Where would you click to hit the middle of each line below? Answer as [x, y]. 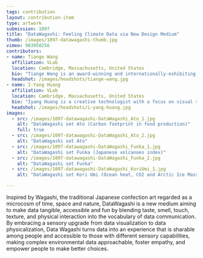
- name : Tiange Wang [32, 57]
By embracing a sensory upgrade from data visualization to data [86, 223]
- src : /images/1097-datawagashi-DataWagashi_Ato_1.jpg [83, 118]
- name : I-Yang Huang [34, 85]
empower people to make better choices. [57, 249]
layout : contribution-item [40, 18]
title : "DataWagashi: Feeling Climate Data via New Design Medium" [93, 34]
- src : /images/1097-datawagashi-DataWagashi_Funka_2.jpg [86, 158]
